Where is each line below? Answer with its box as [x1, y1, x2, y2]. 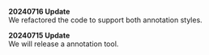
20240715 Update [8, 31, 70, 40]
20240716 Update [8, 7, 70, 16]
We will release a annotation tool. [8, 39, 119, 49]
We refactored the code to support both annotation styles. [8, 15, 203, 25]
